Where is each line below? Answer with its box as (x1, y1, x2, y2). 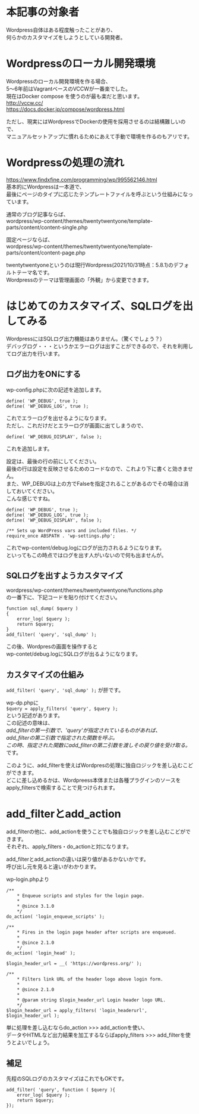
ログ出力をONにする (6, 369, 81, 379)
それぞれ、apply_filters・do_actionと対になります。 (6, 843, 132, 850)
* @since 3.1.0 (17, 904, 55, 910)
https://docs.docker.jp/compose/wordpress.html (6, 105, 125, 113)
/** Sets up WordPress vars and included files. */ (6, 527, 137, 533)
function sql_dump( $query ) (6, 606, 78, 612)
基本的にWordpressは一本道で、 (6, 183, 85, 190)
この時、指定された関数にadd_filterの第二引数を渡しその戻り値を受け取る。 (6, 741, 191, 749)
